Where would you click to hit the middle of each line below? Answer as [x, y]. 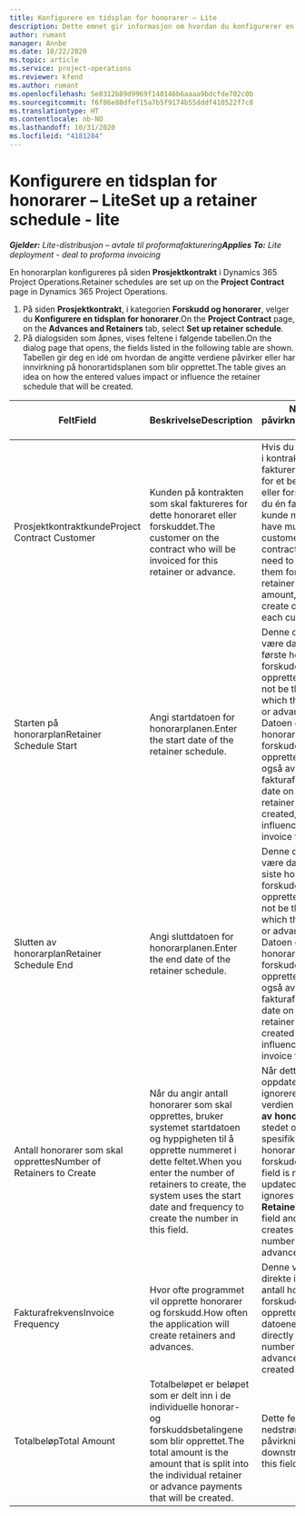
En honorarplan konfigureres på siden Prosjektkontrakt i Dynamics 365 [143, 272]
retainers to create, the [198, 1184]
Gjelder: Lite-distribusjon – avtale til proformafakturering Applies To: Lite [146, 244]
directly [278, 1335]
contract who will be [192, 549]
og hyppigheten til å [192, 1139]
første [275, 654]
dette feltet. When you [196, 1162]
